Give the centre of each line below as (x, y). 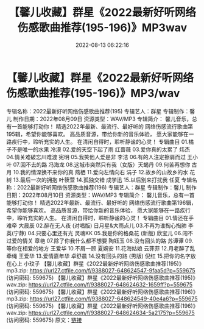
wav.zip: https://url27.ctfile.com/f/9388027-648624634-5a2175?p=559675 (100, 313)
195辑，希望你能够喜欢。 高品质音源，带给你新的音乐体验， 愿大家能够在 (97, 134)
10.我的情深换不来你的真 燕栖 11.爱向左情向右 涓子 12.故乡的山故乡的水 (101, 172)
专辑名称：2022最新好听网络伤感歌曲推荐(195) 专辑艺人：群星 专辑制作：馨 (101, 111)
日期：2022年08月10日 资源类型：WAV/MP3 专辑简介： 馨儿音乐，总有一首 (100, 195)
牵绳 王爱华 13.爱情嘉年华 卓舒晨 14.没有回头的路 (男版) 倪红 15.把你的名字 (98, 256)
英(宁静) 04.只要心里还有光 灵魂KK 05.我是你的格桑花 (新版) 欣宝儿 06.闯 (97, 233)
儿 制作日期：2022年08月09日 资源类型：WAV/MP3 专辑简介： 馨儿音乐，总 (102, 119)
